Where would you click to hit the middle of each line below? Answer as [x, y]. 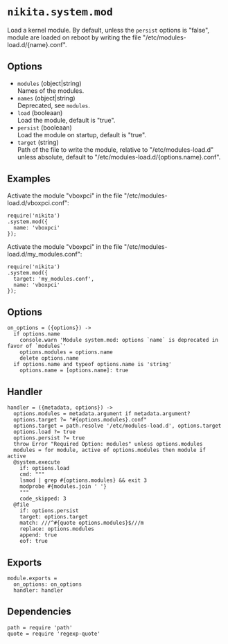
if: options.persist [49, 511]
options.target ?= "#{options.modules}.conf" [80, 420]
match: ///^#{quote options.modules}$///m [82, 523]
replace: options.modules [57, 529]
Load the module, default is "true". [66, 120]
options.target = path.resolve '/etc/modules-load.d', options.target [117, 426]
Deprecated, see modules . [53, 105]
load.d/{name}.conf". [37, 44]
